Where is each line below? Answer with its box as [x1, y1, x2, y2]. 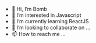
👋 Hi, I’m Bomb [11, 6, 48, 12]
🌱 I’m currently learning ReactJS [11, 18, 89, 24]
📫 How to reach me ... [11, 31, 66, 37]
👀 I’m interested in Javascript [11, 12, 81, 19]
